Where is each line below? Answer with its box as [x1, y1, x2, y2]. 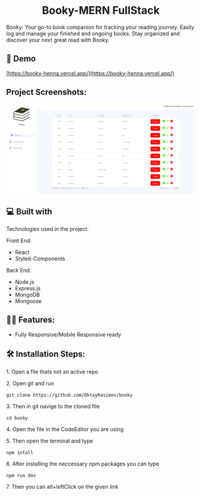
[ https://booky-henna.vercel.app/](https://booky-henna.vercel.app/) [6, 70, 175, 77]
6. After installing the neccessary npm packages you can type [6, 460, 160, 467]
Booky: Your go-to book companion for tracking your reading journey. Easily [6, 23, 195, 31]
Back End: [6, 267, 31, 274]
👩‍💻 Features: [6, 315, 55, 325]
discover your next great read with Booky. [6, 36, 110, 43]
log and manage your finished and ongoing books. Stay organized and [6, 29, 180, 37]
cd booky [6, 415, 28, 421]
